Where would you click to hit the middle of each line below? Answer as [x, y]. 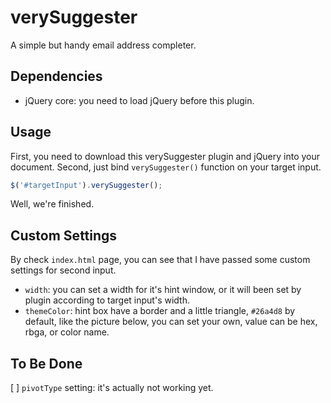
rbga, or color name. [67, 332]
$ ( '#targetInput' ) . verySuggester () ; [86, 185]
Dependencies [56, 76]
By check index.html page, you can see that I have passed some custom [160, 260]
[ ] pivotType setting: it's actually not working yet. [112, 388]
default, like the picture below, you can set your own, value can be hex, [171, 322]
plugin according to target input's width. [107, 300]
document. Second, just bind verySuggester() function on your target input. [166, 167]
